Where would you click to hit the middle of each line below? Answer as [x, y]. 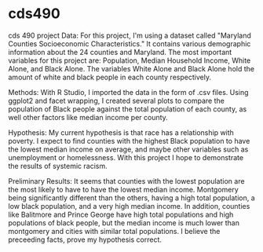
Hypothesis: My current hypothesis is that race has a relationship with [121, 132]
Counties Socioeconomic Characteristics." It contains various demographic [130, 43]
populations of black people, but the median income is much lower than [124, 223]
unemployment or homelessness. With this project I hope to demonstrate [126, 157]
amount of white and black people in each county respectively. [110, 77]
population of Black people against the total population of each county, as [128, 109]
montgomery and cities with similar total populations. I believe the [114, 231]
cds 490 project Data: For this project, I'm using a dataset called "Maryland [130, 35]
